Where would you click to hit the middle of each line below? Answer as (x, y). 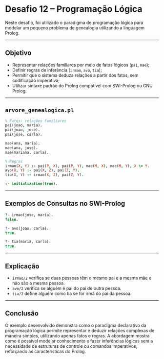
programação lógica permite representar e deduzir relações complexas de (80, 330)
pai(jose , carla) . (24, 135)
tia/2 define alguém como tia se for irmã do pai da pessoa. (72, 293)
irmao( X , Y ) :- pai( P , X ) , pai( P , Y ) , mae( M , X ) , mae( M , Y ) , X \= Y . (77, 166)
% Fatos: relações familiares (36, 121)
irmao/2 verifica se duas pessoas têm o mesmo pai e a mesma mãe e (82, 278)
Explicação (22, 266)
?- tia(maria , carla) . (28, 242)
